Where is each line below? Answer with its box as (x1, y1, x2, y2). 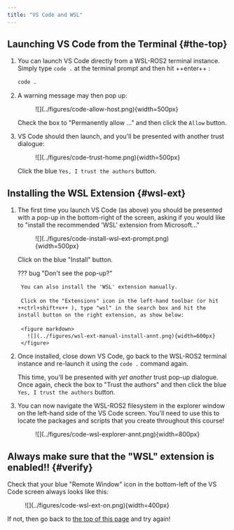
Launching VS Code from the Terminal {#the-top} (7, 39, 228, 51)
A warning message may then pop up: (17, 91, 128, 100)
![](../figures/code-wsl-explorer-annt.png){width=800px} (34, 430, 200, 439)
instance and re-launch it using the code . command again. (17, 359, 189, 368)
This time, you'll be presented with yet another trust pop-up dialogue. (17, 373, 219, 382)
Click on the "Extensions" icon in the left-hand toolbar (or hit (20, 298, 219, 305)
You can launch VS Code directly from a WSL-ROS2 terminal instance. (17, 57, 220, 65)
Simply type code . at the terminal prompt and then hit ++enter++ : (17, 64, 211, 73)
